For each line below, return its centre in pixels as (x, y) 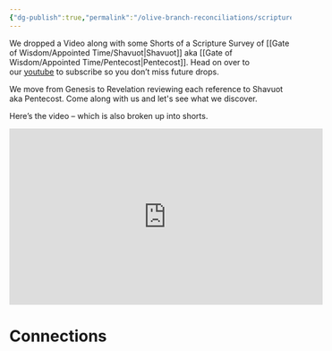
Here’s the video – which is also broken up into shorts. (109, 116)
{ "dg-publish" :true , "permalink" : (72, 17)
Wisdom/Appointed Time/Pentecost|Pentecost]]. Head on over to (130, 62)
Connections (58, 336)
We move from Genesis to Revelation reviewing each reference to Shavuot (146, 89)
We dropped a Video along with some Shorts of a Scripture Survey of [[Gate (149, 43)
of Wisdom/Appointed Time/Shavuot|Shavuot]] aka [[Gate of (121, 52)
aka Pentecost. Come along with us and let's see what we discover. (133, 98)
